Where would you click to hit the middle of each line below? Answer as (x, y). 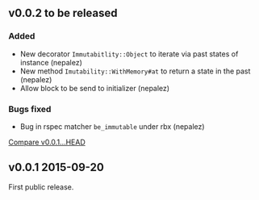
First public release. (41, 187)
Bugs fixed (30, 109)
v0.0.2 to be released (63, 13)
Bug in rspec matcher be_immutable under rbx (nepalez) (112, 126)
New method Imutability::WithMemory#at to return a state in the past (135, 71)
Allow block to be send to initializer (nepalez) (95, 88)
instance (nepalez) (51, 62)
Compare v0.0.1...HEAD (47, 142)
